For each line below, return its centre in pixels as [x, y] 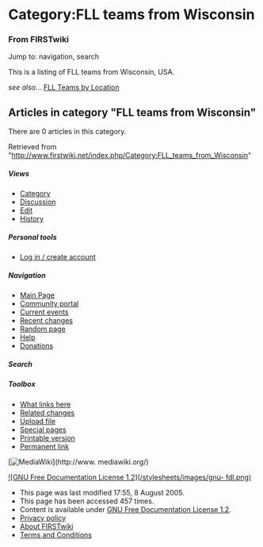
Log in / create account [58, 257]
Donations [36, 346]
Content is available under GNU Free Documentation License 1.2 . [125, 509]
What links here [45, 404]
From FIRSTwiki [39, 40]
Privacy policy [43, 518]
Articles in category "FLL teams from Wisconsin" [132, 112]
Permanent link [44, 446]
